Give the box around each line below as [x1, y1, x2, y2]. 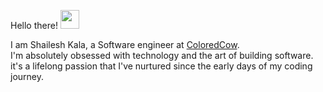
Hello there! [10, 20, 58, 31]
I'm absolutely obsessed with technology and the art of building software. [10, 50, 314, 61]
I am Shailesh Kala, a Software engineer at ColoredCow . [10, 39, 240, 50]
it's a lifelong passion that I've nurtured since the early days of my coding [10, 60, 313, 72]
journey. [10, 71, 44, 82]
